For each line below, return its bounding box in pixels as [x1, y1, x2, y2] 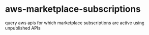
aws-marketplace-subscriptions [5, 3, 141, 15]
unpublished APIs [5, 25, 41, 31]
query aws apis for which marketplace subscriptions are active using [5, 20, 145, 26]
